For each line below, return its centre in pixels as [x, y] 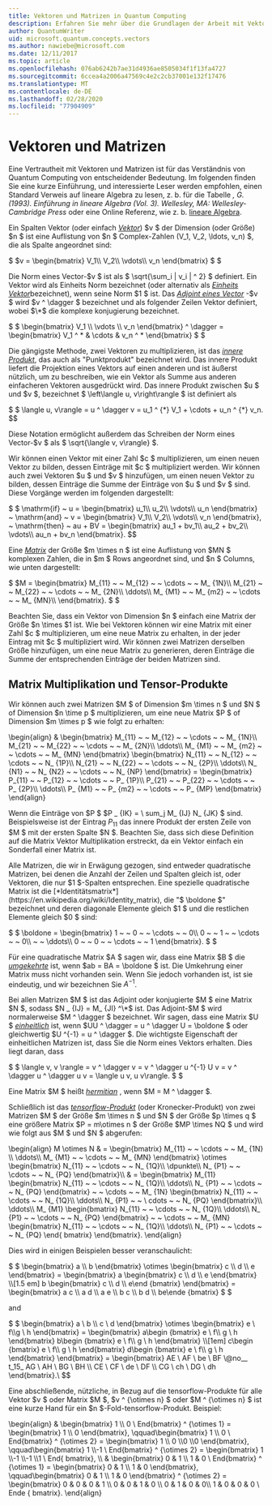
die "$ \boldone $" [195, 899]
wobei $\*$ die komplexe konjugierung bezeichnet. [94, 311]
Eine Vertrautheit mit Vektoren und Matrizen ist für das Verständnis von [127, 169]
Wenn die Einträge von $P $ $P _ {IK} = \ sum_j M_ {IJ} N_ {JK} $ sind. [125, 813]
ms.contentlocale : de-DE [50, 91]
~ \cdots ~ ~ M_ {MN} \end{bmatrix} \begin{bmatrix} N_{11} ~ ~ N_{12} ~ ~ [133, 754]
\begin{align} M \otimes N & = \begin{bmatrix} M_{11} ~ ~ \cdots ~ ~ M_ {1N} [136, 1149]
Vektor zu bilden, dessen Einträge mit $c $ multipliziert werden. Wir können [134, 467]
